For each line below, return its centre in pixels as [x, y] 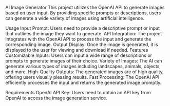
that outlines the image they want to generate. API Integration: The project [84, 34]
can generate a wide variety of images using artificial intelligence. [75, 18]
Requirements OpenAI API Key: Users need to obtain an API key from [78, 92]
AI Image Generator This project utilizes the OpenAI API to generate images [85, 7]
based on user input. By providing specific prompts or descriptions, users [83, 13]
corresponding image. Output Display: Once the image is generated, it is [82, 45]
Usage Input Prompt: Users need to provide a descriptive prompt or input [83, 28]
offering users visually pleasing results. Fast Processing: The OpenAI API [82, 77]
